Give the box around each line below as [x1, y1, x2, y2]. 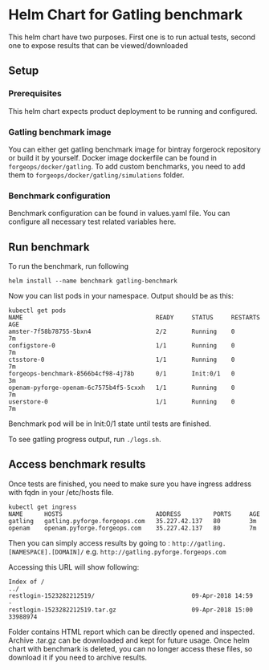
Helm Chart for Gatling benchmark [8, 6, 243, 24]
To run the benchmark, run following [8, 262, 129, 271]
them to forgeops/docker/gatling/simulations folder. [8, 170, 185, 180]
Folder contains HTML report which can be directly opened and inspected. [8, 627, 255, 636]
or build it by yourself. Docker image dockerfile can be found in [8, 152, 217, 162]
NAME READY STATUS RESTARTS [8, 314, 261, 322]
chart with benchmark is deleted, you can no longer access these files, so [8, 644, 253, 653]
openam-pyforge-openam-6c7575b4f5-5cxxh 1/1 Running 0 [8, 384, 235, 392]
